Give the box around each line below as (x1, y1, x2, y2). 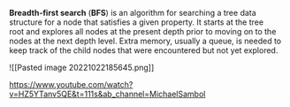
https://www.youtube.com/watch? (9, 80, 134, 89)
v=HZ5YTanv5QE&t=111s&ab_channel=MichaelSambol (9, 88, 206, 99)
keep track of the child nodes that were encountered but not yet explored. (9, 45, 279, 56)
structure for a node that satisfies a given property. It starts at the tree (9, 17, 263, 27)
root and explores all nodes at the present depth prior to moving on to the (9, 27, 277, 36)
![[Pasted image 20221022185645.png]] (9, 62, 155, 73)
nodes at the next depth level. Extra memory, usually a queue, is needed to (9, 35, 281, 46)
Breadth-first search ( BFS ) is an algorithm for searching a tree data (9, 8, 256, 18)
